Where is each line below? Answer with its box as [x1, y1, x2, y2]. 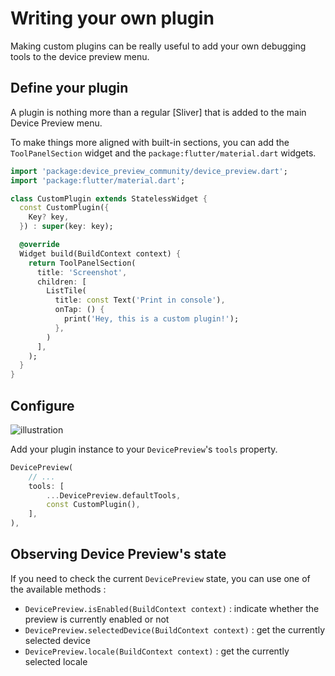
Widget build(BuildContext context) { [19, 248, 182, 259]
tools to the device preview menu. [10, 50, 150, 62]
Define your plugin [10, 80, 129, 97]
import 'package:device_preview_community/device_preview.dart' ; [10, 166, 288, 176]
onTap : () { [54, 305, 105, 315]
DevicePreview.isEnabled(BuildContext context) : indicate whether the [24, 602, 320, 614]
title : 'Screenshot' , [36, 267, 128, 277]
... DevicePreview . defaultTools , [46, 490, 182, 501]
